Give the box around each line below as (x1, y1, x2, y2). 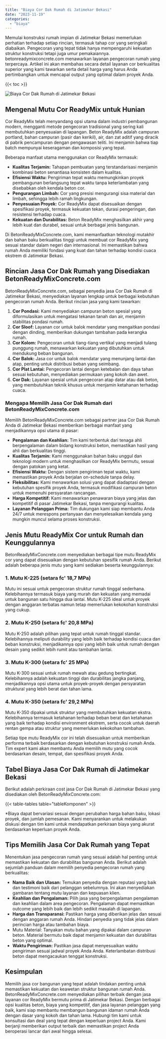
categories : (5, 16, 30, 21)
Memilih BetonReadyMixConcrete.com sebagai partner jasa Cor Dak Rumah (5, 417, 160, 423)
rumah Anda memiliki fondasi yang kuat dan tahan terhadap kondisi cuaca (5, 248, 156, 254)
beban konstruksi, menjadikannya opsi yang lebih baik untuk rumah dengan (5, 641, 160, 647)
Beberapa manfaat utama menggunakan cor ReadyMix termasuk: (5, 154, 138, 160)
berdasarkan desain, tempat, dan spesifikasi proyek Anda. (5, 751, 124, 757)
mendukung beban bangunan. (12, 350, 74, 356)
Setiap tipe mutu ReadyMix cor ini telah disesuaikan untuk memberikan (5, 735, 150, 741)
